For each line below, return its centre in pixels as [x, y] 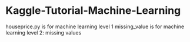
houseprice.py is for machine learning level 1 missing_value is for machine [95, 26]
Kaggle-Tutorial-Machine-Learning [93, 11]
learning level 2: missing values [44, 32]
